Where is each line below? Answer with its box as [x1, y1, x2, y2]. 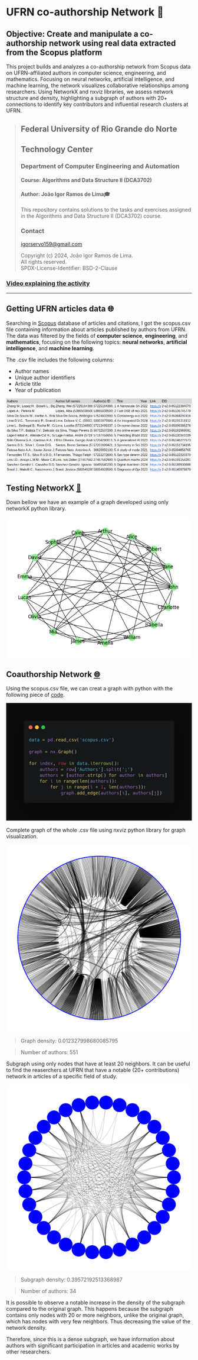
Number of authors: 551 [20, 1048, 78, 1055]
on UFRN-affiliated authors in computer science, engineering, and [6, 69, 166, 76]
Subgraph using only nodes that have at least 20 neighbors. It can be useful [6, 1060, 190, 1067]
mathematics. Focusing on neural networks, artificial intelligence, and [6, 76, 175, 82]
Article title [14, 380, 41, 387]
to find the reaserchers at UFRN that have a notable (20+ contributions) [6, 1066, 180, 1073]
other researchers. [6, 1348, 51, 1355]
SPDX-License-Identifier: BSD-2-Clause [20, 264, 118, 272]
